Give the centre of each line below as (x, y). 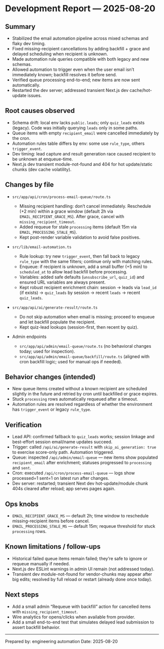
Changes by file (30, 185)
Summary (20, 27)
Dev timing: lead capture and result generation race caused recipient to (84, 154)
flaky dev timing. (29, 44)
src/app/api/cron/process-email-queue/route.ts (61, 197)
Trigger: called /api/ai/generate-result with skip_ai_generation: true (84, 447)
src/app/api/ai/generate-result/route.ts (55, 308)
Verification (23, 425)
